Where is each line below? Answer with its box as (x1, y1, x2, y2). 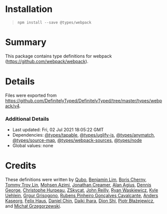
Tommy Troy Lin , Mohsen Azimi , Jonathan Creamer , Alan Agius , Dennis (5, 182, 152, 188)
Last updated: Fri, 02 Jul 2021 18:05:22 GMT (12, 127, 104, 133)
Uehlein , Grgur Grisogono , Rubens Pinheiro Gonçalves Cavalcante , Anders (5, 193, 159, 199)
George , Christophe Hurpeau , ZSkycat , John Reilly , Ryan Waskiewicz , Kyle (5, 187, 159, 193)
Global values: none (12, 143, 53, 149)
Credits (5, 160, 36, 172)
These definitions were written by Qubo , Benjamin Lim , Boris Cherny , (5, 177, 147, 183)
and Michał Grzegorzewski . (5, 203, 61, 209)
